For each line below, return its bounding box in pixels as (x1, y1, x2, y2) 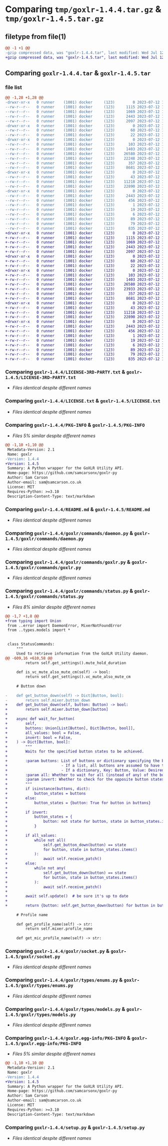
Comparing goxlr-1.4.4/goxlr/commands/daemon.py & (5, 530, 133, 537)
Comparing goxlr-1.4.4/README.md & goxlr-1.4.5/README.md (5, 505, 150, 513)
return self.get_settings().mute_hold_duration (25, 660, 126, 666)
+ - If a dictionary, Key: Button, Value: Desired (5, 768, 164, 773)
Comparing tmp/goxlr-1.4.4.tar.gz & (5, 4, 161, 15)
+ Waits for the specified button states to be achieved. (5, 749, 144, 754)
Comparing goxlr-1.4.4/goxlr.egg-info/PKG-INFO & (5, 1034, 131, 1041)
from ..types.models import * (7, 627, 70, 633)
